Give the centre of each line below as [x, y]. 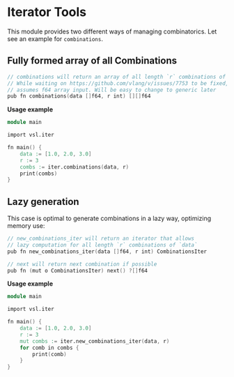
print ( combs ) [39, 174]
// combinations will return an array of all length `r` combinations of [117, 77]
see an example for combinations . [55, 38]
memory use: [26, 226]
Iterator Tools [47, 12]
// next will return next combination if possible [82, 264]
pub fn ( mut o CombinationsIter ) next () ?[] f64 [78, 270]
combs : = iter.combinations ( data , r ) [75, 167]
